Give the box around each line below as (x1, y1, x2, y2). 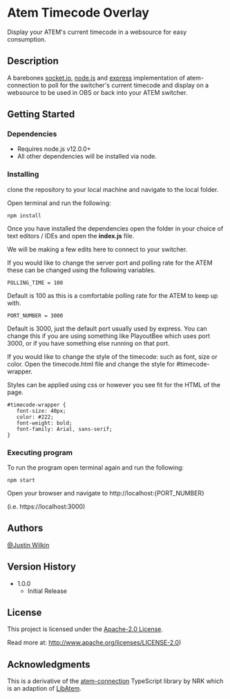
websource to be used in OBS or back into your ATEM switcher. (7, 88, 188, 96)
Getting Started (7, 109, 75, 121)
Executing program (7, 448, 73, 457)
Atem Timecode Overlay (7, 5, 150, 21)
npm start (7, 477, 36, 484)
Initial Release (27, 587, 68, 595)
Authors (7, 522, 44, 534)
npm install (7, 212, 41, 219)
